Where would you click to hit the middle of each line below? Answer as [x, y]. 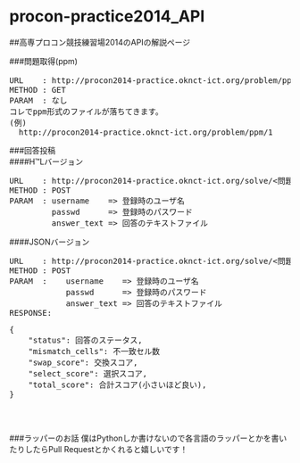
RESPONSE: [30, 313]
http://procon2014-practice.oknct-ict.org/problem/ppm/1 [146, 132]
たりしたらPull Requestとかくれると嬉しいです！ [99, 449]
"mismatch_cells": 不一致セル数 [94, 351]
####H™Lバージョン [46, 161]
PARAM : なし [38, 100]
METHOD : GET [38, 90]
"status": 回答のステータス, [85, 340]
